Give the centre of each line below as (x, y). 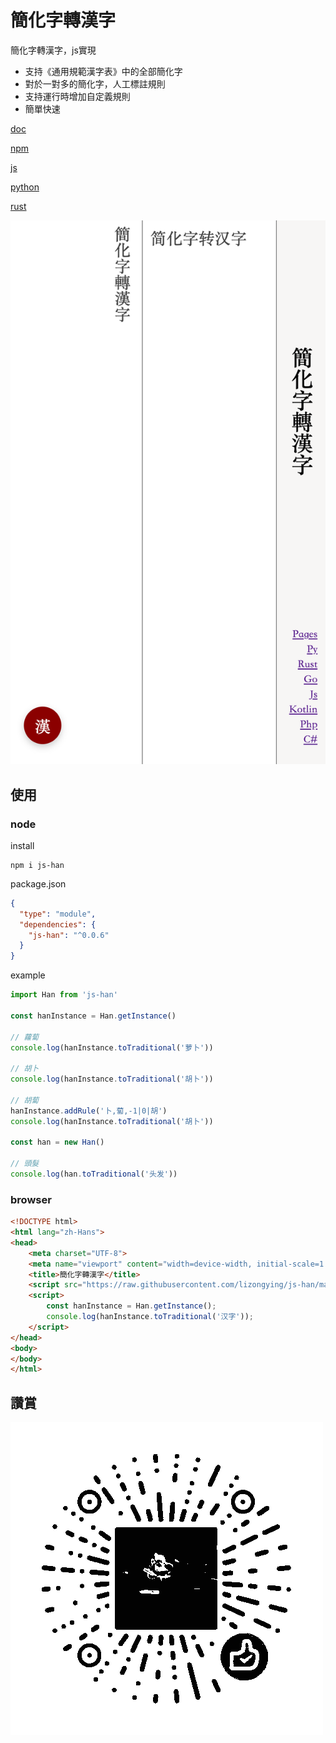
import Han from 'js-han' (64, 995)
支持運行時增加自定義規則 (77, 96)
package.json (38, 883)
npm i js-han (37, 865)
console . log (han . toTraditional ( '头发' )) (94, 1174)
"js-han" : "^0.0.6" (69, 935)
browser (31, 1199)
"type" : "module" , (58, 914)
